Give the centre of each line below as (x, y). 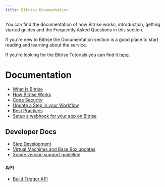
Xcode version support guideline (46, 155)
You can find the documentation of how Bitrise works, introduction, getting (83, 24)
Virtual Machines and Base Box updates (54, 149)
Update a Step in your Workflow (46, 105)
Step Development (32, 144)
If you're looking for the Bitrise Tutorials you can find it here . (68, 55)
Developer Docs (31, 132)
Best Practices (27, 110)
